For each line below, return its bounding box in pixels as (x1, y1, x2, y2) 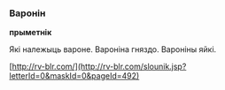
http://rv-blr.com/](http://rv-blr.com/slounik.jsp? (12, 61, 187, 72)
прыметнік (9, 27, 52, 38)
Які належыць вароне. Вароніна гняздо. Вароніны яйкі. (9, 44, 217, 55)
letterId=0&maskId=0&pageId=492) (9, 71, 140, 81)
